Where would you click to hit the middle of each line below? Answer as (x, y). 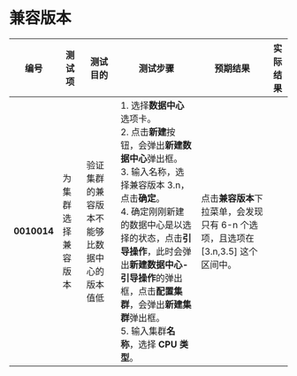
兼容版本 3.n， (160, 185)
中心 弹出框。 (156, 158)
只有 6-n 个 (225, 225)
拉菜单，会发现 (232, 211)
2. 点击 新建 (144, 132)
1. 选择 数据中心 (152, 105)
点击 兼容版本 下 (232, 198)
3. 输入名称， (148, 172)
